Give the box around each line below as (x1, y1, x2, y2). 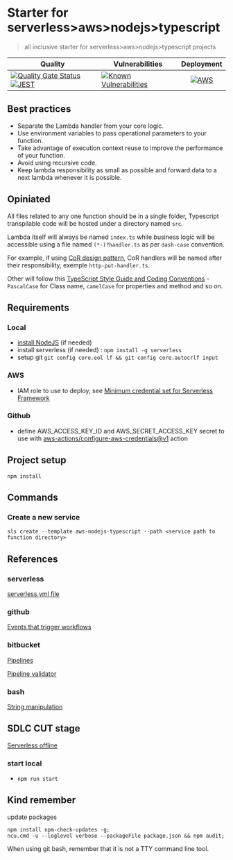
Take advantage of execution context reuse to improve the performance (17, 144, 223, 152)
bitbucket (7, 640, 40, 650)
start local (7, 759, 42, 768)
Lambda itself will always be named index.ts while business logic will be (7, 233, 215, 241)
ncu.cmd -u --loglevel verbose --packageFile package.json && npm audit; (7, 832, 225, 839)
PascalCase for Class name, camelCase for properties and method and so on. (7, 281, 223, 290)
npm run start (17, 776, 58, 783)
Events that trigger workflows (7, 623, 92, 631)
